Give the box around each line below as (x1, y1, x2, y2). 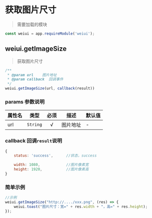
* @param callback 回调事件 (7, 77, 63, 82)
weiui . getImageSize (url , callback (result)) (5, 86, 95, 91)
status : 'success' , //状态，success (14, 153, 97, 158)
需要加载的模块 (17, 21, 47, 27)
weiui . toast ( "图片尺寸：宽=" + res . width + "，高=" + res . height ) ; (14, 204, 148, 209)
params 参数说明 (5, 98, 45, 105)
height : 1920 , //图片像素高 (14, 167, 89, 172)
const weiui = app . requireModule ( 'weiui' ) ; (5, 31, 95, 36)
